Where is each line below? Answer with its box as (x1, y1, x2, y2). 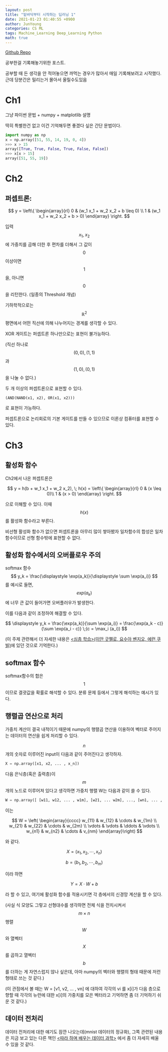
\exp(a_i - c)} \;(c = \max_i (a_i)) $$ (54, 626, 128, 632)
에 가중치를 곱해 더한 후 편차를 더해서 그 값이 (5, 241, 92, 247)
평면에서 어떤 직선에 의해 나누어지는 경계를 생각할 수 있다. (5, 320, 118, 326)
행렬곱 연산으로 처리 (5, 712, 63, 720)
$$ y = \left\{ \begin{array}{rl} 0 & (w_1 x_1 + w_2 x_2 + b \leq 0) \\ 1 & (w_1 (8, 208, 160, 214)
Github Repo (5, 49, 31, 55)
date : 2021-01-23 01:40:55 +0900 (5, 17, 75, 22)
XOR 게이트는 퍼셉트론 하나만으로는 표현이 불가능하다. (5, 331, 111, 337)
